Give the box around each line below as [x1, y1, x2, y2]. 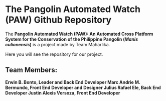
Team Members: [5, 66, 58, 74]
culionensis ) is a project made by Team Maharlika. [5, 41, 110, 47]
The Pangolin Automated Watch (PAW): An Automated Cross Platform [5, 31, 153, 37]
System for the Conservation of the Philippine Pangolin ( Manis [5, 36, 138, 42]
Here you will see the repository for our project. [5, 51, 103, 57]
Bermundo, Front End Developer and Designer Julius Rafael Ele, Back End [5, 84, 161, 90]
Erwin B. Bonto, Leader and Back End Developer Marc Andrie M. [5, 79, 140, 85]
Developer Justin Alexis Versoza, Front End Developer [5, 89, 120, 96]
